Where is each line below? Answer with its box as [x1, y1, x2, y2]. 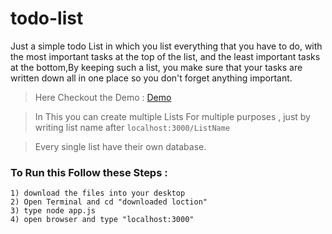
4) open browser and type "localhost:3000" [10, 215, 195, 225]
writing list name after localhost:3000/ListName [34, 121, 231, 133]
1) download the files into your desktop [10, 188, 186, 199]
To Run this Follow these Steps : [10, 165, 168, 179]
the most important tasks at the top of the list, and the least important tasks [10, 50, 321, 62]
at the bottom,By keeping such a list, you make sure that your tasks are [10, 61, 303, 73]
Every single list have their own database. [34, 140, 207, 152]
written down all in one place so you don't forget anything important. [10, 72, 293, 84]
